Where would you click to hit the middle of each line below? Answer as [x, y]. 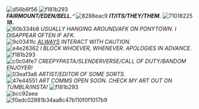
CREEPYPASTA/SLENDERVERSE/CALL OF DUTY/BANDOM [112, 61]
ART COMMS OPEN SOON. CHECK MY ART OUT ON [106, 80]
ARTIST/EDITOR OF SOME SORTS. [82, 74]
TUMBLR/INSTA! [27, 87]
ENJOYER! [20, 68]
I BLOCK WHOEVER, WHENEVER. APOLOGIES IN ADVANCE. [116, 48]
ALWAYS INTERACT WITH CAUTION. [84, 42]
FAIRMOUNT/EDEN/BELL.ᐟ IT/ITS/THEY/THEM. [84, 16]
